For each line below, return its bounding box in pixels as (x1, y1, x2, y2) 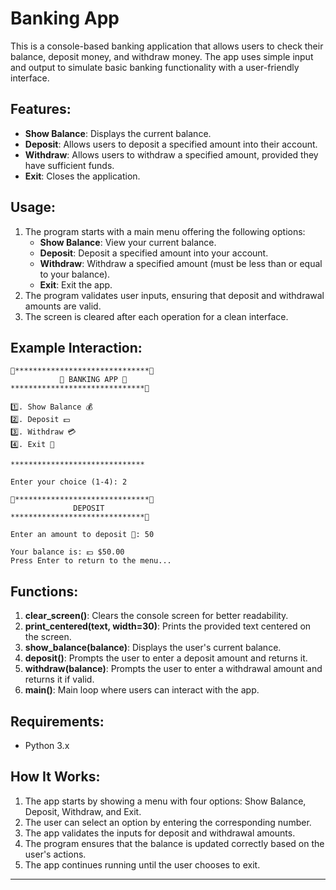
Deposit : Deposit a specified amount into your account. (39, 247, 269, 259)
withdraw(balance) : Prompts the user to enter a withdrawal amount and (24, 663, 323, 675)
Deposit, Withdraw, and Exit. (24, 805, 142, 817)
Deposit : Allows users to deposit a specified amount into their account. (24, 138, 318, 150)
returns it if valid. (24, 673, 95, 686)
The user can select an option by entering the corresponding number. (24, 816, 312, 828)
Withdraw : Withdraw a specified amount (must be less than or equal (39, 257, 323, 269)
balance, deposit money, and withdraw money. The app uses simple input (10, 50, 314, 62)
